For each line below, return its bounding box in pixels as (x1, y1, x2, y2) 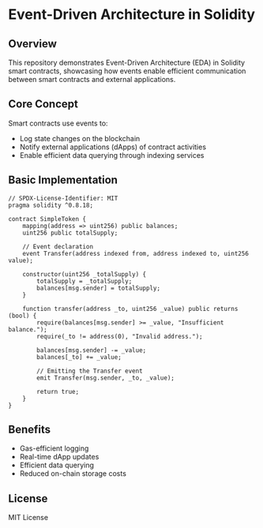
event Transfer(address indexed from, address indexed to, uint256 (22, 249, 249, 257)
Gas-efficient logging (19, 444, 89, 453)
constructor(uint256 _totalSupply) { (22, 270, 147, 278)
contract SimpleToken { (8, 215, 87, 223)
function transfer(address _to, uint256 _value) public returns (22, 305, 239, 313)
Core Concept (8, 97, 79, 111)
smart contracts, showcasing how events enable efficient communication (8, 66, 246, 76)
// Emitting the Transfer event (36, 367, 144, 375)
